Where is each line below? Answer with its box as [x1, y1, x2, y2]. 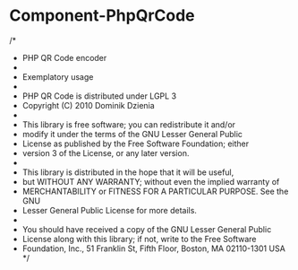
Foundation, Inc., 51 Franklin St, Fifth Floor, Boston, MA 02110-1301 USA [21, 243, 286, 254]
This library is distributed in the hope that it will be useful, [21, 167, 234, 178]
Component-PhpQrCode [9, 5, 195, 26]
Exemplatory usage [21, 71, 94, 82]
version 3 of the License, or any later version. [21, 147, 190, 158]
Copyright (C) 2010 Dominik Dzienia [21, 100, 155, 110]
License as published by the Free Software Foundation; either [21, 138, 250, 149]
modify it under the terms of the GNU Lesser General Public [21, 128, 243, 139]
